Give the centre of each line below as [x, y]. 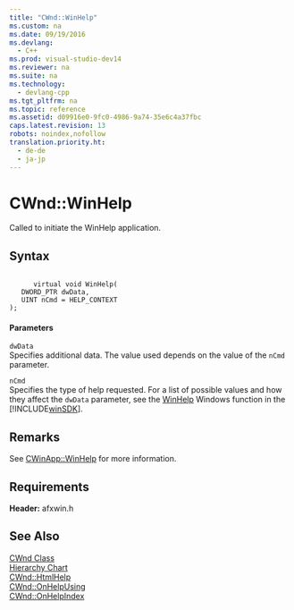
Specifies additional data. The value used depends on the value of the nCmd [147, 355]
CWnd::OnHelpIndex [47, 596]
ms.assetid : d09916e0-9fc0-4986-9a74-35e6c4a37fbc [105, 117]
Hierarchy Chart [39, 567]
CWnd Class [32, 558]
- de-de [32, 150]
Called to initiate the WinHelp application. [85, 228]
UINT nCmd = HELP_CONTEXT [69, 301]
